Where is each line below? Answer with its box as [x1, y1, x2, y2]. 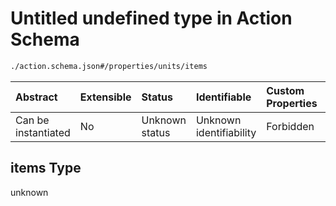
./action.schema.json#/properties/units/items [10, 61, 208, 71]
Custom [266, 83, 305, 97]
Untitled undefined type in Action [10, 7, 293, 30]
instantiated [15, 125, 71, 139]
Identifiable [195, 90, 252, 104]
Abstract [15, 90, 58, 104]
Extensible [79, 90, 132, 104]
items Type [10, 160, 82, 177]
